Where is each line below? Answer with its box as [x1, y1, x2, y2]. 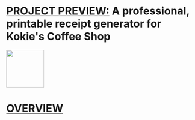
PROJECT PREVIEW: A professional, [6, 4, 190, 18]
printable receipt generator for [6, 17, 162, 31]
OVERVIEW [6, 102, 64, 115]
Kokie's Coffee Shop [6, 30, 111, 43]
